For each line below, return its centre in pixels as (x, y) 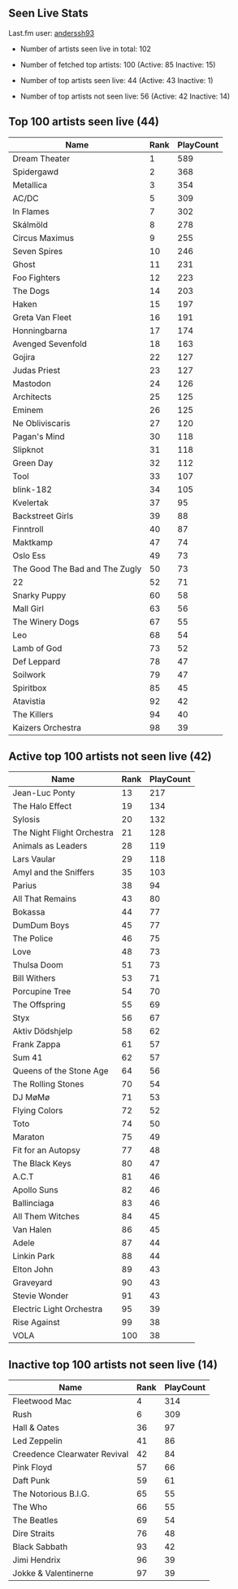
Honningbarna (40, 331)
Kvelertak (30, 503)
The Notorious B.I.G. (51, 1494)
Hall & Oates (36, 1428)
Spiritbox (30, 687)
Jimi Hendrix (37, 1560)
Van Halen (32, 1230)
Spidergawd (36, 172)
